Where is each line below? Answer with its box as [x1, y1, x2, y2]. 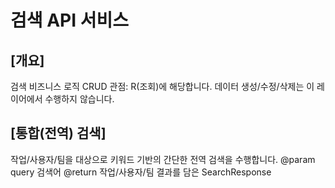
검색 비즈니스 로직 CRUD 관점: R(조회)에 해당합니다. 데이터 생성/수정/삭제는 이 [10, 81, 315, 92]
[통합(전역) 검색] [10, 125, 107, 142]
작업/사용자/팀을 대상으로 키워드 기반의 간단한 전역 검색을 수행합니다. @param [10, 153, 316, 165]
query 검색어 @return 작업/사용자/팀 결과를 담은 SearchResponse [10, 166, 272, 178]
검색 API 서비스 [10, 9, 129, 32]
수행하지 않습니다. [44, 93, 115, 105]
